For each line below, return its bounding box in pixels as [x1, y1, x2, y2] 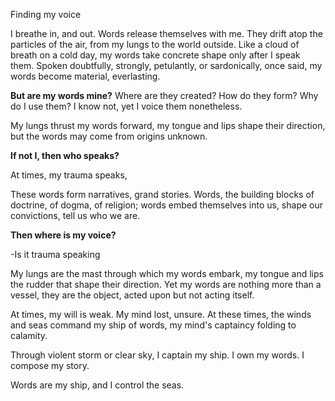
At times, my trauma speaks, [10, 169, 128, 181]
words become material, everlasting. [10, 70, 161, 82]
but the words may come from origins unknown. [10, 130, 208, 142]
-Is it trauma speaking [10, 249, 101, 260]
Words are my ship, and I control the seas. [10, 379, 185, 391]
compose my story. [10, 360, 90, 371]
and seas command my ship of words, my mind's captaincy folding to [10, 319, 297, 331]
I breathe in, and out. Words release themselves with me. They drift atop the [10, 28, 323, 39]
